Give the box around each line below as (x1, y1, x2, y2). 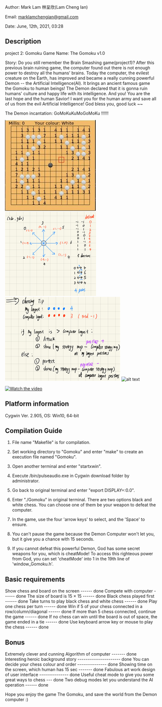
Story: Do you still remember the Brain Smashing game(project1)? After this (5, 60, 155, 66)
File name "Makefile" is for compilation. (12, 440, 91, 445)
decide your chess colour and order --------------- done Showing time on (5, 661, 153, 667)
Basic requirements (5, 575, 65, 583)
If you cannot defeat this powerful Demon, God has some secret (12, 545, 140, 552)
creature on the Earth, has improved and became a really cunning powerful (5, 75, 155, 81)
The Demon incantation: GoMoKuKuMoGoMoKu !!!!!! (5, 110, 109, 116)
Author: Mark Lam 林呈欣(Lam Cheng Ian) (5, 4, 88, 10)
